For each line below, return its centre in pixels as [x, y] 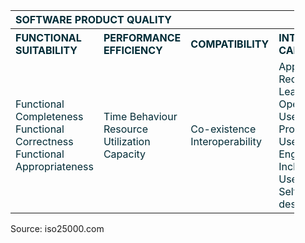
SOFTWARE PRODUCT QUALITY [93, 19]
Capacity [125, 154]
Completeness [49, 116]
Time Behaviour [140, 116]
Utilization [127, 141]
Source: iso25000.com [57, 228]
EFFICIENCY [133, 50]
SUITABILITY [46, 50]
